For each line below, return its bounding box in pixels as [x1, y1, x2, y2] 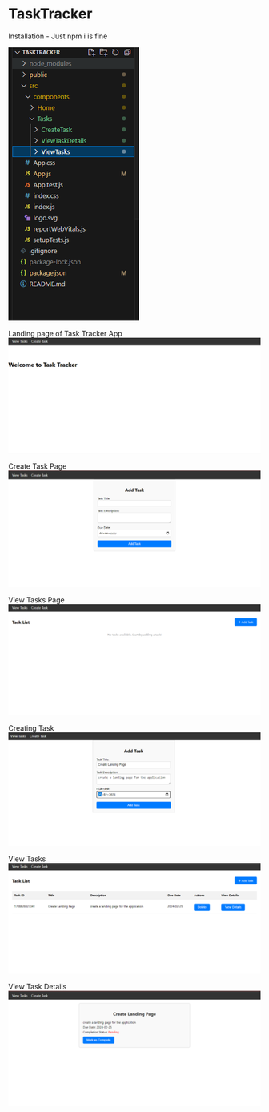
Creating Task [8, 723, 54, 733]
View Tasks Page [8, 595, 66, 605]
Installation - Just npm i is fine [8, 31, 108, 41]
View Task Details [8, 981, 67, 991]
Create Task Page [8, 461, 67, 471]
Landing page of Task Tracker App [8, 328, 122, 338]
